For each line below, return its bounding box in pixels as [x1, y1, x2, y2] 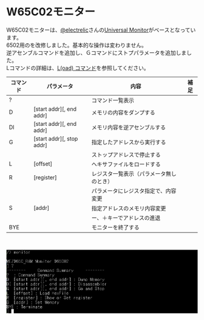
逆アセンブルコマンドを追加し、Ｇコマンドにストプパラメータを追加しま [6, 49, 187, 56]
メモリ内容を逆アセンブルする [91, 123, 166, 131]
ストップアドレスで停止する [91, 151, 161, 158]
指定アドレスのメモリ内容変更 [91, 204, 166, 212]
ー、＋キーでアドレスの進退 [91, 214, 161, 221]
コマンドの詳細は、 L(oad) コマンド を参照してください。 [8, 64, 149, 71]
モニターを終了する [91, 224, 140, 231]
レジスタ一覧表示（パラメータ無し [91, 170, 177, 178]
